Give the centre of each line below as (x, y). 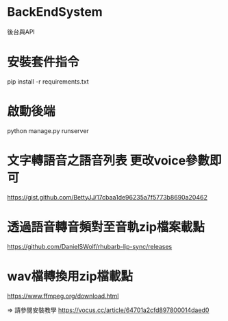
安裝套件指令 (43, 62)
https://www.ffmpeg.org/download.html (63, 296)
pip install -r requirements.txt (48, 81)
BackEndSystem (55, 12)
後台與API (21, 32)
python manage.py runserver (48, 130)
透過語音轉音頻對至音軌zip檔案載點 (106, 227)
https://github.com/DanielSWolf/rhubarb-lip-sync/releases (90, 246)
